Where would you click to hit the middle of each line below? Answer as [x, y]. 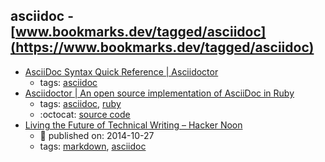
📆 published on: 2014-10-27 [97, 135]
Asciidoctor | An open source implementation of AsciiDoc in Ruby [159, 93]
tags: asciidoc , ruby [80, 103]
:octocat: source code [85, 114]
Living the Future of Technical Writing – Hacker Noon [133, 125]
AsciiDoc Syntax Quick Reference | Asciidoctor [121, 71]
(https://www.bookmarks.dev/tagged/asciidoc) [162, 47]
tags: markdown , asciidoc [93, 146]
